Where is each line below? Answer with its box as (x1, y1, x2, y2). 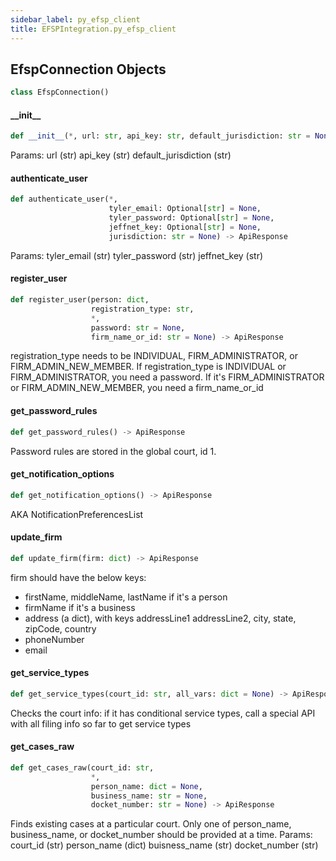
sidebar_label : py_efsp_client (10, 14, 141, 25)
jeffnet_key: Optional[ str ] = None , (108, 222, 262, 233)
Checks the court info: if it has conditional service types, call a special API (10, 707, 316, 719)
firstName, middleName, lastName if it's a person (24, 591, 228, 603)
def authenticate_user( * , (10, 194, 118, 205)
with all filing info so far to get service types (10, 717, 192, 730)
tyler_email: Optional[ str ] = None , (108, 204, 262, 214)
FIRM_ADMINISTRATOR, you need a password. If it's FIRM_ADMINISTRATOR (10, 371, 325, 383)
